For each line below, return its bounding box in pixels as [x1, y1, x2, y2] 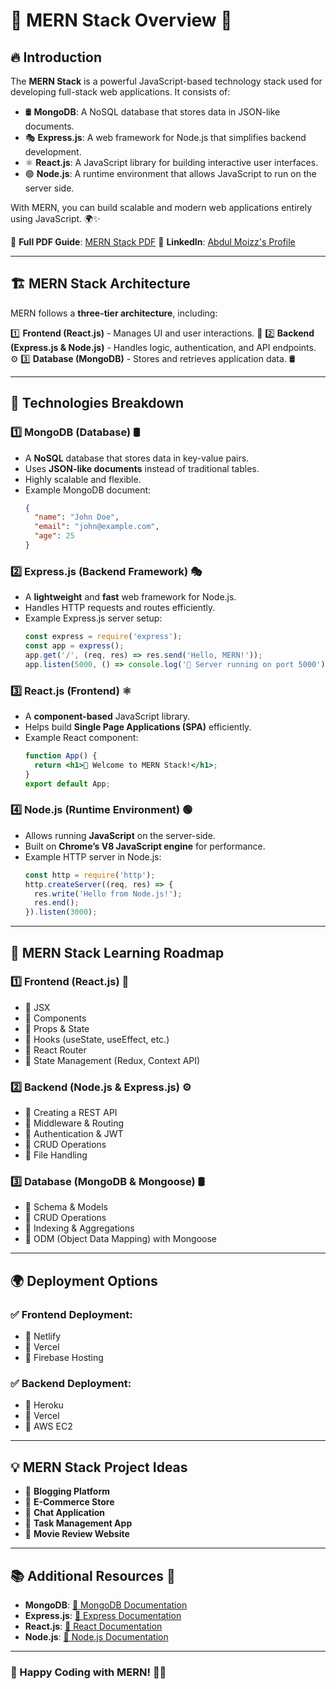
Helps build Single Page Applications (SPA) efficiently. [24, 720, 252, 733]
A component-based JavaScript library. [24, 710, 191, 722]
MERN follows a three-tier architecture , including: [10, 307, 218, 319]
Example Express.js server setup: [24, 612, 163, 624]
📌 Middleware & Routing [24, 1117, 125, 1129]
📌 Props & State [24, 1022, 90, 1034]
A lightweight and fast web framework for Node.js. [24, 591, 237, 603]
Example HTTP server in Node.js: [24, 850, 162, 863]
